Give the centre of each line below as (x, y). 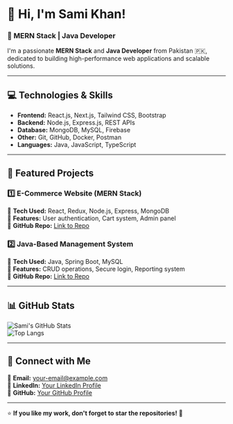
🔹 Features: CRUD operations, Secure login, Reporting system (96, 269)
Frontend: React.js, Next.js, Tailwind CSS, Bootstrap (92, 115)
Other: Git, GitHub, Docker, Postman (69, 137)
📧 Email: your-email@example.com (58, 378)
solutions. (21, 66)
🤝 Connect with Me (49, 361)
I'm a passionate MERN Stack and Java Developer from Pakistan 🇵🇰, (107, 51)
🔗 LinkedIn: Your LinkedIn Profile (54, 385)
